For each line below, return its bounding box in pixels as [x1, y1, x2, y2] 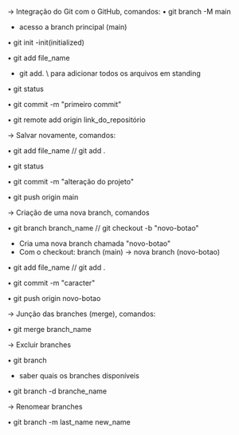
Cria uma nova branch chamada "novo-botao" [18, 239, 171, 248]
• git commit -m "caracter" [7, 279, 96, 287]
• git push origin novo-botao [7, 294, 101, 303]
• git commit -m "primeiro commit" [7, 100, 122, 109]
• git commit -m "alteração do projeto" [7, 177, 135, 186]
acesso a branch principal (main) [18, 22, 127, 31]
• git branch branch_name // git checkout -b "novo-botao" [7, 223, 200, 232]
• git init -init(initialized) [7, 38, 85, 47]
